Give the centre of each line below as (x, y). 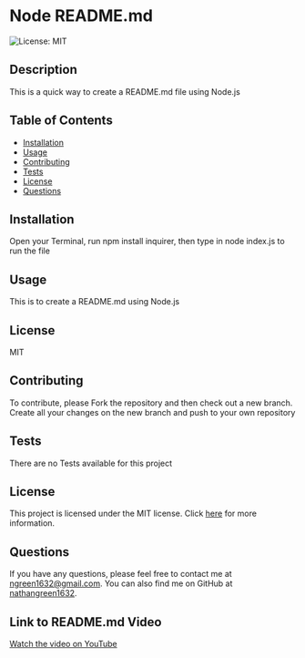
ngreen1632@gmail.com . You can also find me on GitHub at (121, 583)
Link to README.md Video (86, 622)
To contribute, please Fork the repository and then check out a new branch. (151, 403)
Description (43, 70)
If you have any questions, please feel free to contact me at (121, 574)
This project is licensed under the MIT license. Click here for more (133, 514)
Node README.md (81, 16)
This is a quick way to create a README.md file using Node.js (125, 91)
